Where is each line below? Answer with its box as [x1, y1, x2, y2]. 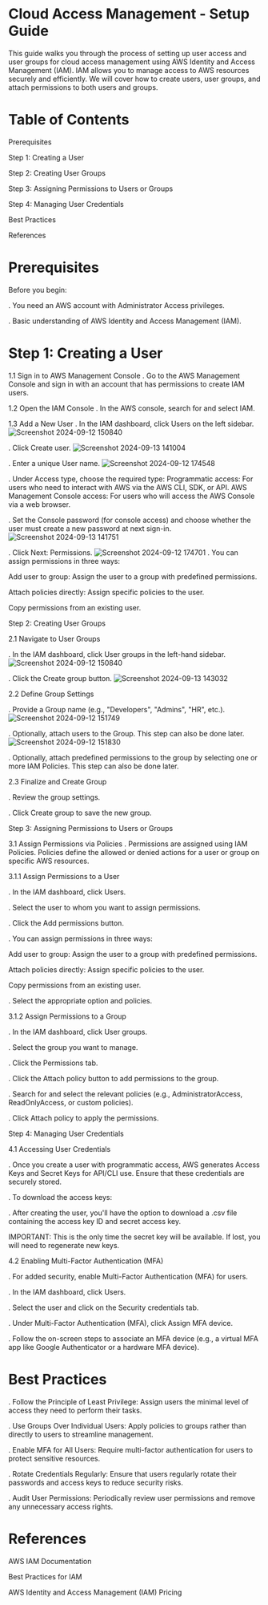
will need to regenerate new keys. [8, 1240, 120, 1250]
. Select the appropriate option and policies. [8, 995, 153, 1005]
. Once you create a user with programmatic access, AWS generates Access [8, 1160, 260, 1169]
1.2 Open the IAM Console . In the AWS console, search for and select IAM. [8, 403, 255, 413]
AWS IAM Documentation [8, 1556, 92, 1566]
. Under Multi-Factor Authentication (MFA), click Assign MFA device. [8, 1318, 234, 1327]
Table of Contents [8, 111, 130, 129]
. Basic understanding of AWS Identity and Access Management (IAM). [8, 316, 242, 326]
